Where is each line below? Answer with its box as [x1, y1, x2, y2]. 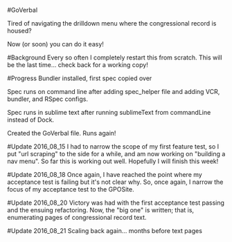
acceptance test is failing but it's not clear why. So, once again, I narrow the [7, 178, 224, 186]
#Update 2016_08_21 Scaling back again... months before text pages [7, 227, 203, 234]
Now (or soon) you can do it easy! [7, 40, 104, 48]
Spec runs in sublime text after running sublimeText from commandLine [7, 109, 211, 116]
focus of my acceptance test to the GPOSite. [7, 185, 134, 193]
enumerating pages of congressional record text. [7, 214, 147, 221]
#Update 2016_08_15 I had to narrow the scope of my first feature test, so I [7, 142, 220, 151]
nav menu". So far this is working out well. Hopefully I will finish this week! [7, 157, 219, 165]
